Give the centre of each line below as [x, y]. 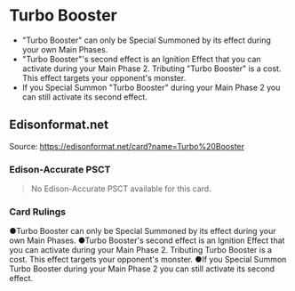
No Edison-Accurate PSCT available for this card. [121, 189]
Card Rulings [38, 212]
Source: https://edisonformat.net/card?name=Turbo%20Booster [127, 146]
